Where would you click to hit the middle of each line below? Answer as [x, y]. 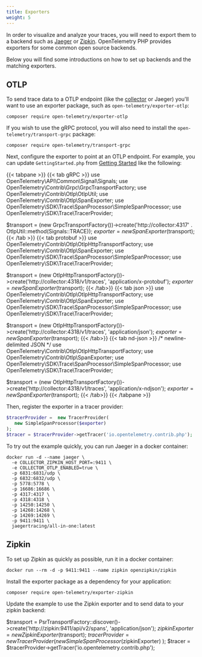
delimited [18, 345]
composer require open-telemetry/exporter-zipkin [70, 592]
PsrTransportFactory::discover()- [80, 622]
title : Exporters [28, 12]
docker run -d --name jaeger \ [46, 457]
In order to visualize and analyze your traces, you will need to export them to [101, 34]
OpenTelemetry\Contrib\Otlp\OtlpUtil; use [57, 194]
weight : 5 [19, 18]
